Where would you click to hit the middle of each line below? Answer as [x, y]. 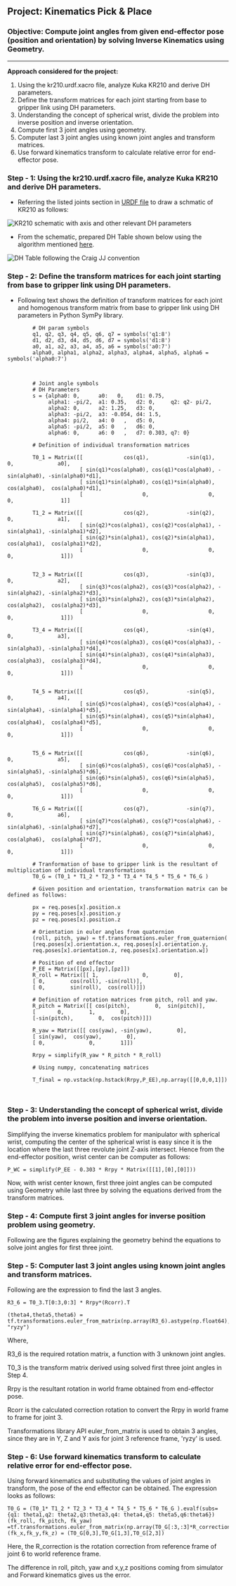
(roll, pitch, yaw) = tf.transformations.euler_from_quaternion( [130, 938]
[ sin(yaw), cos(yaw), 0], [85, 1037]
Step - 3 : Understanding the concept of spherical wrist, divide [115, 1110]
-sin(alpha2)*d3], [75, 593]
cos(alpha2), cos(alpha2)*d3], [54, 606]
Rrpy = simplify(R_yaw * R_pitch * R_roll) [97, 1056]
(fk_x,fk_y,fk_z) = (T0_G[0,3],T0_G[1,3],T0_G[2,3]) [86, 1534]
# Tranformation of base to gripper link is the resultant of [125, 864]
